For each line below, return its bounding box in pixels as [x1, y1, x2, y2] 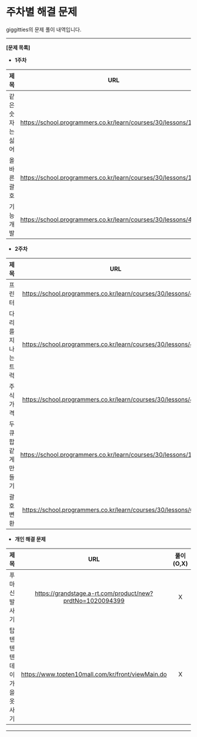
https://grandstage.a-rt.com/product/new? [35, 589, 154, 597]
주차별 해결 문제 [6, 5, 77, 19]
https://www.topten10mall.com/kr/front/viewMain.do [21, 670, 167, 678]
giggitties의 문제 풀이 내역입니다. [6, 26, 82, 33]
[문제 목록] [6, 44, 30, 51]
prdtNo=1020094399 [63, 596, 125, 605]
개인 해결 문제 [14, 535, 46, 542]
